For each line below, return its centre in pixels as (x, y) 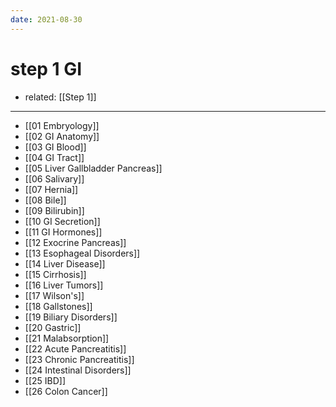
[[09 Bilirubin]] (54, 210)
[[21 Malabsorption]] (67, 338)
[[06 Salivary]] (54, 178)
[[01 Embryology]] (62, 125)
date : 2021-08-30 (46, 19)
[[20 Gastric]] (53, 327)
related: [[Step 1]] (60, 97)
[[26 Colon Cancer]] (66, 391)
